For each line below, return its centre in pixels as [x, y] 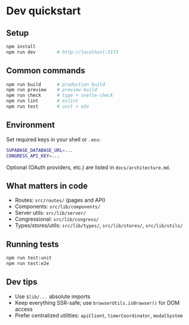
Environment [31, 125]
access [24, 309]
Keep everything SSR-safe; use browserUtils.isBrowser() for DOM [97, 302]
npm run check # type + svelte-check [60, 96]
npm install [21, 46]
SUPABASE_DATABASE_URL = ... [40, 150]
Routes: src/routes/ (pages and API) [60, 200]
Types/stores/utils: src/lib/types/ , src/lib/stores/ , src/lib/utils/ [99, 226]
